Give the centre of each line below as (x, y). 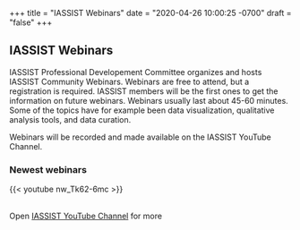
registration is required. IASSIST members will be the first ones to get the (144, 91)
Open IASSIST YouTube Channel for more (86, 216)
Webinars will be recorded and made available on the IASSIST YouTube (140, 137)
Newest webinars (48, 169)
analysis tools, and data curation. (70, 119)
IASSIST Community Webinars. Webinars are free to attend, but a (129, 81)
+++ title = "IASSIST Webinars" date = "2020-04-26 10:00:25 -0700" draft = (150, 13)
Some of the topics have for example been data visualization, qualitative (142, 110)
